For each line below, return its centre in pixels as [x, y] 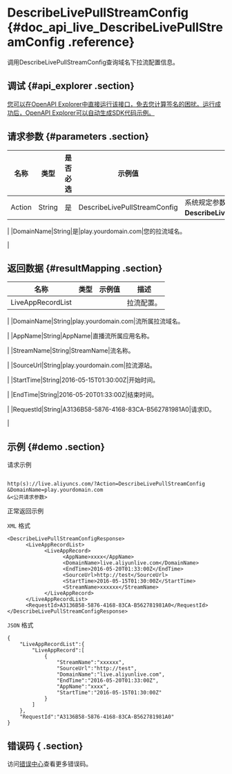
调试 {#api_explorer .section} [71, 86]
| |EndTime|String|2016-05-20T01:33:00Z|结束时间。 [83, 395]
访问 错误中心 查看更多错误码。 [49, 764]
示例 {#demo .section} [56, 446]
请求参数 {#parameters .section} [78, 137]
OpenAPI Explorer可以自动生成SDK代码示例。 [90, 113]
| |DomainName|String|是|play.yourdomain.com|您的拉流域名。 [97, 231]
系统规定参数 [205, 202]
